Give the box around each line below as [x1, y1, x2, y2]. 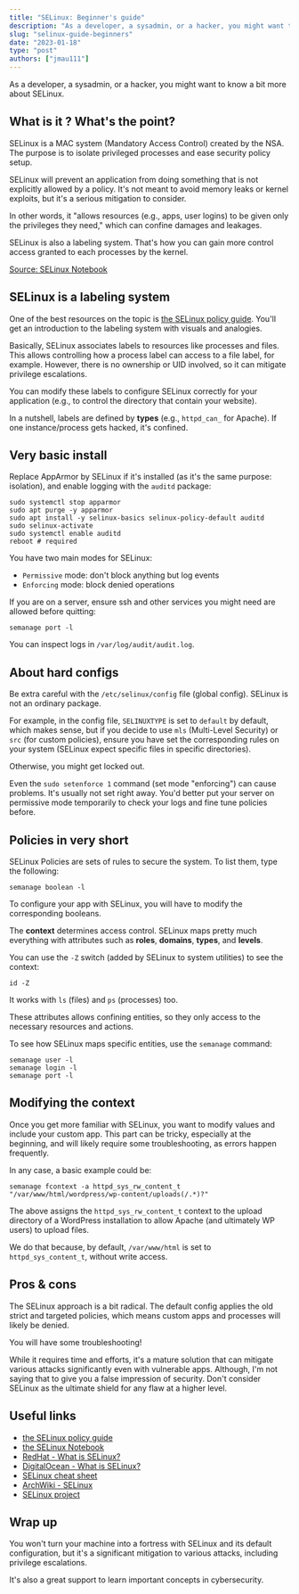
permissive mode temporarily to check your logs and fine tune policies [9, 797, 268, 808]
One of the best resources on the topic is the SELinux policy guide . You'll [9, 313, 277, 324]
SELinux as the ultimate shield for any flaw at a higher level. [9, 1383, 228, 1393]
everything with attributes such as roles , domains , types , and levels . [9, 935, 263, 946]
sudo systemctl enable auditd [9, 530, 122, 538]
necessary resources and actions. [9, 1022, 133, 1032]
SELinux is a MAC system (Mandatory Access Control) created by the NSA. [9, 137, 285, 148]
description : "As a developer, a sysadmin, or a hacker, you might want [9, 21, 285, 30]
